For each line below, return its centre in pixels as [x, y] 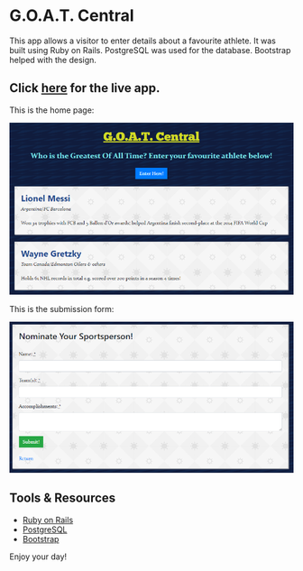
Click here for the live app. [85, 88]
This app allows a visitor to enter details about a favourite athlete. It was [143, 41]
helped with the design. [53, 60]
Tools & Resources [63, 498]
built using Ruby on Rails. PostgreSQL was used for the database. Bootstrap [150, 50]
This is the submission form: [62, 309]
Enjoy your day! [38, 557]
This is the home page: [52, 110]
